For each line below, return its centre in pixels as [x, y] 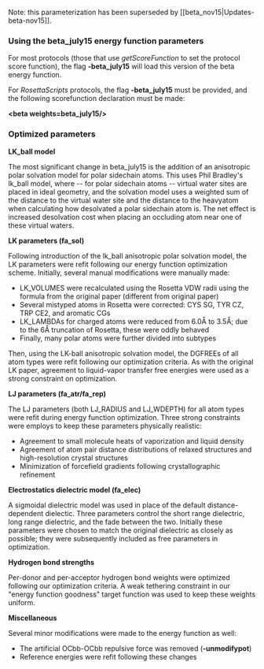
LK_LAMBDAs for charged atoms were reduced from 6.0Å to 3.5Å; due [134, 321]
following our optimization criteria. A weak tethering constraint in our [119, 585]
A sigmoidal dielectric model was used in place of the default [107, 505]
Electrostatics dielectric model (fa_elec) [75, 489]
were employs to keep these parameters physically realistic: [105, 426]
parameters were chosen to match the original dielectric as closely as [121, 530]
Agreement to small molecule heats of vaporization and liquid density [132, 440]
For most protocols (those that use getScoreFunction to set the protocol [124, 58]
